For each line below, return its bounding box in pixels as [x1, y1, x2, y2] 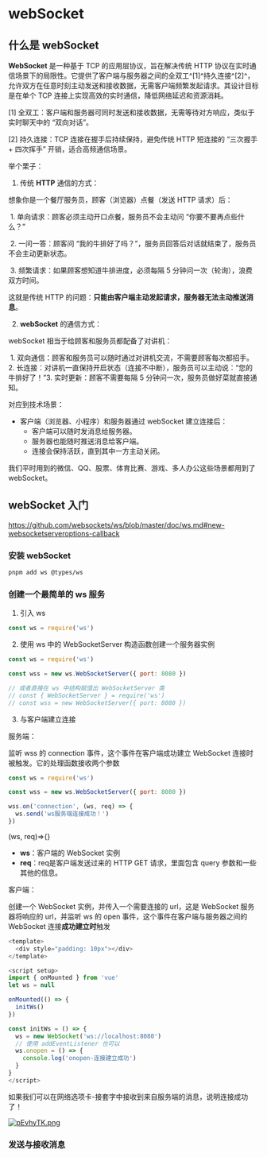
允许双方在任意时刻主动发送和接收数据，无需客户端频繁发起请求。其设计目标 [8, 81, 259, 90]
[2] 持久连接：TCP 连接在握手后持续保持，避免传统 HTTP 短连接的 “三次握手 [8, 134, 258, 144]
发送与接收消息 [8, 1139, 66, 1150]
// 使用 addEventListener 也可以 [15, 1039, 121, 1047]
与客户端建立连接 [19, 714, 76, 724]
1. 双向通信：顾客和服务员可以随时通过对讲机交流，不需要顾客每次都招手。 [10, 353, 254, 362]
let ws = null [8, 981, 56, 989]
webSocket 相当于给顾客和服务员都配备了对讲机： [8, 336, 172, 346]
